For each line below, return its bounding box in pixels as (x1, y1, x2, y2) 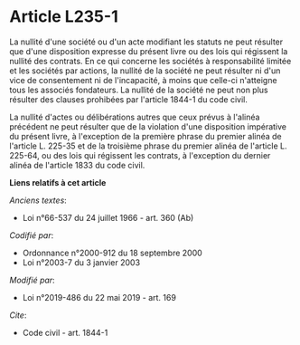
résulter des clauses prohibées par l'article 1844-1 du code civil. (9, 93, 248, 105)
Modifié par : (9, 274, 56, 285)
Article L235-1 (9, 6, 119, 27)
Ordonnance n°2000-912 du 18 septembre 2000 (22, 247, 203, 258)
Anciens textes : (9, 195, 68, 206)
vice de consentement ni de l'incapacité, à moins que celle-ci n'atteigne (9, 74, 277, 85)
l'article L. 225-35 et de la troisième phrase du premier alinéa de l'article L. (9, 140, 287, 151)
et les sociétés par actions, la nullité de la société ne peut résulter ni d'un (9, 65, 281, 76)
